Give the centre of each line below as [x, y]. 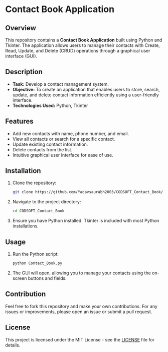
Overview [21, 28]
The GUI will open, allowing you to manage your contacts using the [82, 273]
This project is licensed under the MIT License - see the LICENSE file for [80, 339]
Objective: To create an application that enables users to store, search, [86, 89]
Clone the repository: [34, 183]
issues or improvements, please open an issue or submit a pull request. [79, 312]
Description [24, 72]
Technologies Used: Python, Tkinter [50, 105]
